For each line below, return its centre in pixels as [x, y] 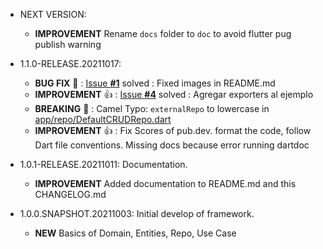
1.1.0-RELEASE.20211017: [70, 63]
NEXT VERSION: [53, 14]
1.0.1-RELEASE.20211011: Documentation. [103, 164]
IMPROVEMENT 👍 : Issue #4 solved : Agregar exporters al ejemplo [174, 94]
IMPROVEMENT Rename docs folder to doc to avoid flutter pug [163, 33]
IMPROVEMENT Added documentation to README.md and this [165, 183]
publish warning [68, 44]
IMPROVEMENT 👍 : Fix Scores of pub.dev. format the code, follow [173, 130]
